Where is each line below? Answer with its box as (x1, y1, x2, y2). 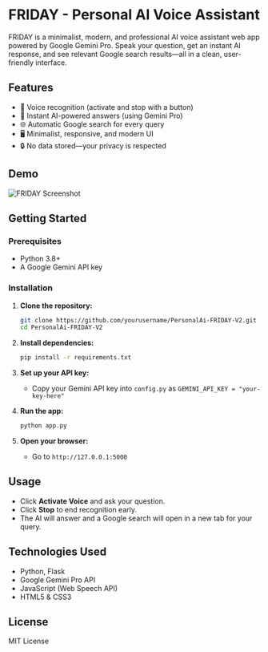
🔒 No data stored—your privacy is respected (19, 140, 166, 150)
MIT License (8, 636, 50, 646)
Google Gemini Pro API (19, 575, 96, 585)
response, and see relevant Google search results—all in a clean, (8, 49, 222, 59)
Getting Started (8, 211, 87, 225)
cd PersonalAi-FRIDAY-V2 (19, 323, 103, 332)
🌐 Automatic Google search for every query (19, 119, 165, 129)
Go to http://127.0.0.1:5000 (31, 452, 128, 462)
